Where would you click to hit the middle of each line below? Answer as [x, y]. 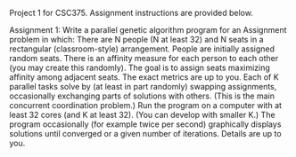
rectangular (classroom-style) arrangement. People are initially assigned [142, 49]
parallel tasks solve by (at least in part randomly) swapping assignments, [143, 86]
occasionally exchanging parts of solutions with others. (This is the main [142, 96]
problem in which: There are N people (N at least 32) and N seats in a [137, 39]
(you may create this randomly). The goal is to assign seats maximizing [140, 67]
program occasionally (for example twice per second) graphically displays [145, 124]
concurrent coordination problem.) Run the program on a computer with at [146, 105]
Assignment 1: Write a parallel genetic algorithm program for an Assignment [148, 30]
